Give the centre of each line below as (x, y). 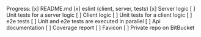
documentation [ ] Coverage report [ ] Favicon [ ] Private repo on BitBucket (100, 27)
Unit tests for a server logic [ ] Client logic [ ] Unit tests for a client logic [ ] (99, 15)
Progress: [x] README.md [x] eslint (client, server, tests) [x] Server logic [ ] (101, 9)
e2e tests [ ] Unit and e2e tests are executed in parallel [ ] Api (83, 21)
